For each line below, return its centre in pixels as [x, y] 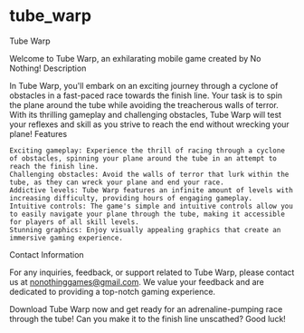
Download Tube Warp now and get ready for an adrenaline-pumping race [146, 309]
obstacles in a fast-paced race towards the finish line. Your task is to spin [146, 95]
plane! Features [38, 133]
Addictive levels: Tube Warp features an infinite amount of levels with [152, 190]
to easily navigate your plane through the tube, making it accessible [147, 214]
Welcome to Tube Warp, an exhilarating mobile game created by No [135, 58]
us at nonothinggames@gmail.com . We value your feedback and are [137, 281]
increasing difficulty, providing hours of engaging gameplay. [131, 198]
